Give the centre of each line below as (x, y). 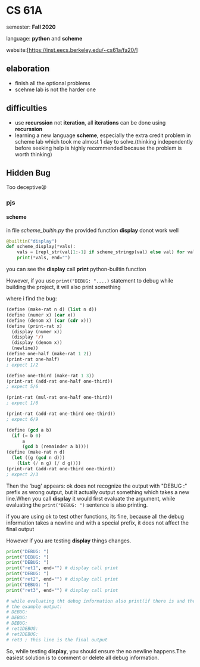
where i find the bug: (32, 298)
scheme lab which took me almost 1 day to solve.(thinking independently (104, 141)
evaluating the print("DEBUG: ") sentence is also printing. (77, 505)
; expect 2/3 (22, 474)
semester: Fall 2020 (31, 27)
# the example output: (34, 606)
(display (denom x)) (37, 343)
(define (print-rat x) (34, 326)
